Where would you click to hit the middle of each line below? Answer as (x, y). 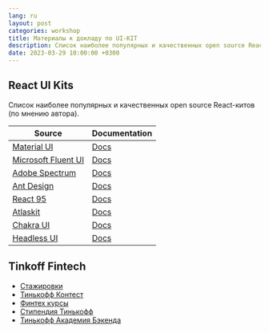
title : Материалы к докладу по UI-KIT (73, 38)
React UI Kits (41, 85)
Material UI (33, 147)
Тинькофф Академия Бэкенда (70, 320)
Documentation (122, 133)
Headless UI (35, 238)
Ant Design (33, 185)
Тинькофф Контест (52, 294)
